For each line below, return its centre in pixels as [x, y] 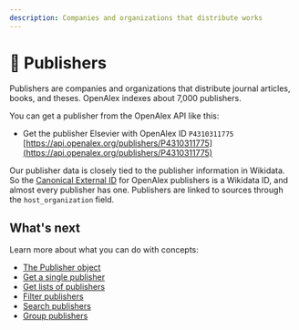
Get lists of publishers [64, 287]
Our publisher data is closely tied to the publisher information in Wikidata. [147, 170]
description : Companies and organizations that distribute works [136, 18]
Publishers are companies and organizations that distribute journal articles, [150, 88]
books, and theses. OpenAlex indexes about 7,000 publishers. [125, 98]
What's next [45, 227]
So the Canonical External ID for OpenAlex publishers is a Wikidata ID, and [149, 180]
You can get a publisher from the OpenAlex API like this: [114, 116]
